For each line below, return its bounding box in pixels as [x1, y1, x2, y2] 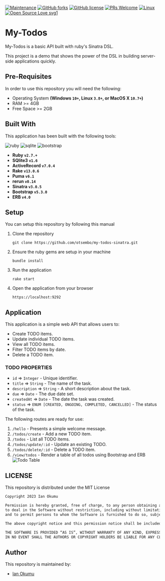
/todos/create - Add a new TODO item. [12, 431, 92, 437]
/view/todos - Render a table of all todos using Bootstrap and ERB [12, 452, 146, 458]
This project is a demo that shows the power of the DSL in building [5, 53, 140, 59]
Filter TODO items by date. [12, 346, 66, 352]
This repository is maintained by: [5, 561, 71, 567]
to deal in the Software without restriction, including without [5, 508, 141, 513]
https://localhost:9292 [12, 295, 61, 300]
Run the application [12, 267, 52, 273]
